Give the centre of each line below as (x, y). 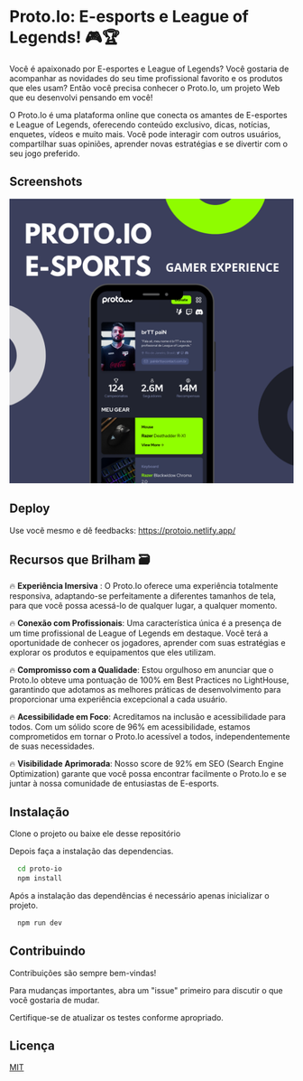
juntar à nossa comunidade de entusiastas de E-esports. (114, 784)
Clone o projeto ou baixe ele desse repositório (95, 834)
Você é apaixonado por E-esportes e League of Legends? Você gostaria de (149, 69)
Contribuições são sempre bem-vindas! (83, 973)
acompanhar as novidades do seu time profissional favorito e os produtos (146, 78)
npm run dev (40, 923)
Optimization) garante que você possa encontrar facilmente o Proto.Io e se (148, 774)
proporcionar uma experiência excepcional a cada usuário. (119, 699)
